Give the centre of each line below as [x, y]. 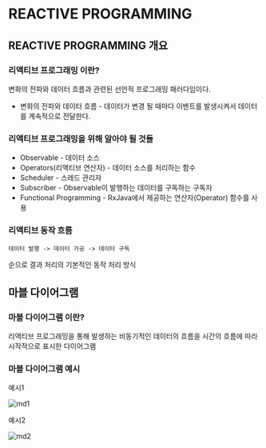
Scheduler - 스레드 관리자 [61, 178]
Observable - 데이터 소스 [60, 158]
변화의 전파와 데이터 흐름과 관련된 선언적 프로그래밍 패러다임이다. [110, 89]
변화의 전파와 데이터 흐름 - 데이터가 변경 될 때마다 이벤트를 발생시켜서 [128, 106]
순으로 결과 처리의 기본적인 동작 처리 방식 [72, 265]
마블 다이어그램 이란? [47, 317]
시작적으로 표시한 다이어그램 [52, 346]
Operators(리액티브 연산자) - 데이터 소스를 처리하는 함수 [107, 168]
